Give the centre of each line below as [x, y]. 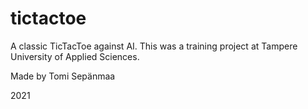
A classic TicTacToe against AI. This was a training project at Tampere [154, 46]
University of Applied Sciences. [75, 56]
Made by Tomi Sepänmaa [63, 76]
